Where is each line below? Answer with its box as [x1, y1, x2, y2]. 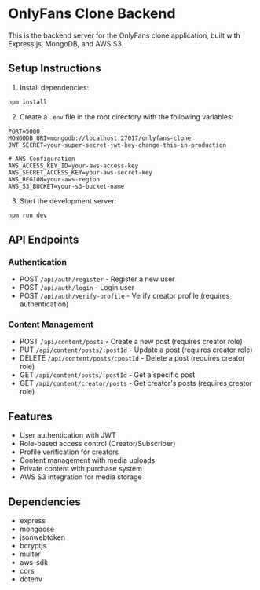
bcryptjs [19, 541, 47, 551]
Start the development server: [19, 196, 117, 205]
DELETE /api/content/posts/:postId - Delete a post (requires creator [19, 354, 245, 363]
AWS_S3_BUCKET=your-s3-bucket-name [8, 182, 125, 190]
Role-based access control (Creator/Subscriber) [19, 439, 176, 449]
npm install [8, 97, 47, 106]
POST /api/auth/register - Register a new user [19, 274, 175, 284]
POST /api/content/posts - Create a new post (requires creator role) [19, 337, 243, 346]
